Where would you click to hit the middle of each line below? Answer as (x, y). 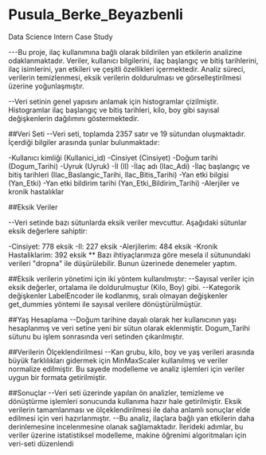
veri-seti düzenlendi (41, 443)
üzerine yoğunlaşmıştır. (47, 86)
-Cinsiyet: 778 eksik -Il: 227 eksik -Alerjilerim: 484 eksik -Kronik (113, 246)
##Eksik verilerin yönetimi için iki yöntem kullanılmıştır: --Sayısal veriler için (131, 278)
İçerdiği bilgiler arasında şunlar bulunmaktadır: (84, 142)
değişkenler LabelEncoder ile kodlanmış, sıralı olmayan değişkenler (118, 296)
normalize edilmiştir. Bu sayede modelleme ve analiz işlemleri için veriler (127, 369)
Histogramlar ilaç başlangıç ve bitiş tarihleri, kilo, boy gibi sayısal (114, 110)
